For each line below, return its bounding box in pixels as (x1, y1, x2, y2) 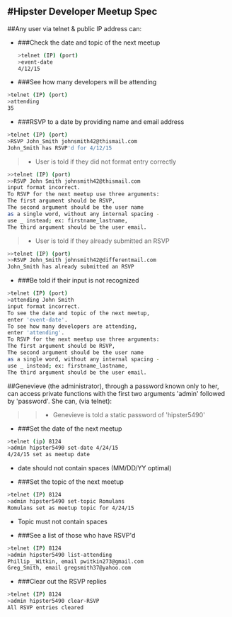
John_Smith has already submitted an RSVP (7, 264, 134, 271)
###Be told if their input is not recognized (17, 276, 139, 285)
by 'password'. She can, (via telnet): (7, 397, 112, 405)
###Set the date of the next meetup (17, 424, 122, 433)
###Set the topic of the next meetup (17, 477, 124, 486)
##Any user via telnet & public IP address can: (7, 24, 142, 33)
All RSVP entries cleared (7, 604, 83, 611)
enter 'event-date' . (7, 316, 69, 323)
